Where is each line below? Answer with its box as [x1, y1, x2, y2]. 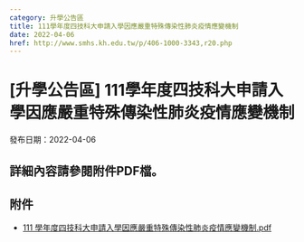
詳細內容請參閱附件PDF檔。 [9, 163, 165, 179]
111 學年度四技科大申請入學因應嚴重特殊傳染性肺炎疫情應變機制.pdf [22, 222, 272, 233]
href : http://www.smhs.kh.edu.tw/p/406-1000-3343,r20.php [9, 38, 233, 48]
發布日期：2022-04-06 [9, 135, 97, 145]
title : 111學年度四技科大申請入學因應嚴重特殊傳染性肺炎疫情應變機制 [9, 22, 239, 31]
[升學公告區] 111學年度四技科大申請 [9, 80, 268, 100]
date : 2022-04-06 [9, 30, 75, 39]
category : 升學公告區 [9, 13, 84, 23]
